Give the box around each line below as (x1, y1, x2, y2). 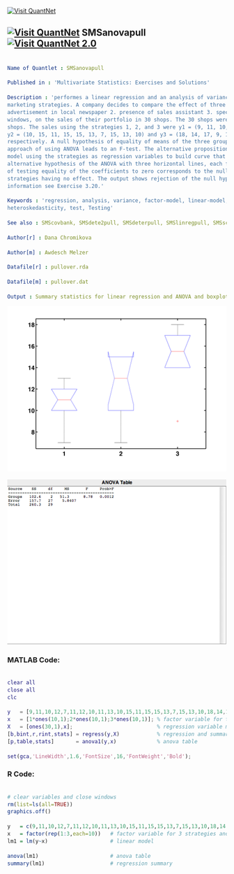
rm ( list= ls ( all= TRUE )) (7, 801, 73, 808)
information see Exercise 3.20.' (7, 182, 104, 189)
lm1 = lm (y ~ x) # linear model (7, 838, 155, 845)
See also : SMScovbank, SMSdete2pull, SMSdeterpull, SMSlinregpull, (7, 220, 210, 227)
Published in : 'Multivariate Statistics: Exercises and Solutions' (7, 79, 210, 87)
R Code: (7, 769, 35, 779)
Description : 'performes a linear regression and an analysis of (7, 94, 204, 101)
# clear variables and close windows (7, 794, 117, 801)
